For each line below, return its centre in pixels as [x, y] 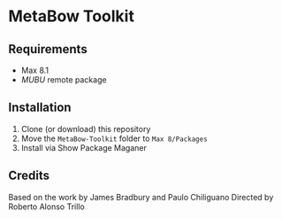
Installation [40, 108]
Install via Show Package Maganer [84, 147]
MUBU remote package [64, 80]
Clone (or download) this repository [86, 129]
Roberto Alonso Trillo [46, 207]
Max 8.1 [35, 70]
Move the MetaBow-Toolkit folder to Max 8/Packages [114, 138]
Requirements [48, 49]
